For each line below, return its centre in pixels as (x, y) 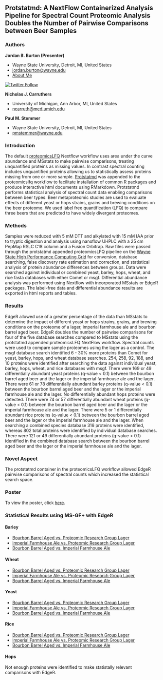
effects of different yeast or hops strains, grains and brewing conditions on (80, 202)
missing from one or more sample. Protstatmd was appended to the (73, 176)
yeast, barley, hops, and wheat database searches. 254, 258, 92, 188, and (79, 358)
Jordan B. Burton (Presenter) (35, 55)
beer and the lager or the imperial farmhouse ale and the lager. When (74, 420)
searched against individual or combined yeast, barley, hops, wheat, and (78, 272)
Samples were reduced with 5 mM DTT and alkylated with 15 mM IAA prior (80, 236)
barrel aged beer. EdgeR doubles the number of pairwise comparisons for (79, 332)
